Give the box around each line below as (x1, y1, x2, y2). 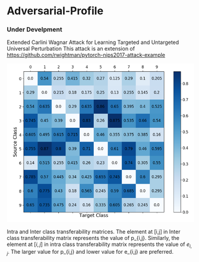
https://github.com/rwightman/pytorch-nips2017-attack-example (7, 52, 166, 59)
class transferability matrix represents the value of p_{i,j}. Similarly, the (7, 234, 180, 241)
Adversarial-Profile (7, 4, 103, 18)
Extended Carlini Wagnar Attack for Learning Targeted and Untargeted (7, 39, 179, 46)
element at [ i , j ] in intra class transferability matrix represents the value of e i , (7, 241, 192, 249)
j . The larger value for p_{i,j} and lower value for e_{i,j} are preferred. (7, 248, 174, 257)
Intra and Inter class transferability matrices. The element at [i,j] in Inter (7, 228, 181, 235)
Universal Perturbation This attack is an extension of (7, 45, 135, 52)
